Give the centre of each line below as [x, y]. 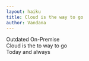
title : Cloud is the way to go [45, 17]
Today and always [28, 52]
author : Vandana [26, 23]
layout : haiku [24, 12]
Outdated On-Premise [33, 40]
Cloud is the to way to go [36, 46]
